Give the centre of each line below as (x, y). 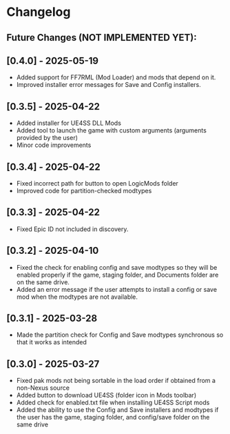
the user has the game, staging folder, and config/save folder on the (113, 417)
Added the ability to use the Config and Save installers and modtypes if (117, 410)
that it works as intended (52, 342)
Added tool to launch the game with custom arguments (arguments (112, 130)
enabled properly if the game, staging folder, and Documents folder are (117, 275)
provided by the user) (47, 138)
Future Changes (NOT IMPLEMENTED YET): (102, 38)
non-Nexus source (43, 388)
